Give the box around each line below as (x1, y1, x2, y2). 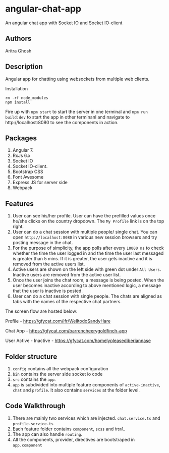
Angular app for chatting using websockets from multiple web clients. (5, 76, 150, 82)
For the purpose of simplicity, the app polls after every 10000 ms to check (12, 245, 164, 251)
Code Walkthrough (5, 402, 66, 410)
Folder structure (5, 352, 58, 361)
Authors (5, 34, 32, 43)
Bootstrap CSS (12, 168, 43, 175)
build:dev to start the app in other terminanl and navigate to (5, 114, 130, 120)
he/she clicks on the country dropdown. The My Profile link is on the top (12, 218, 164, 224)
